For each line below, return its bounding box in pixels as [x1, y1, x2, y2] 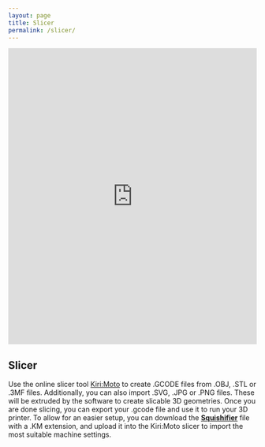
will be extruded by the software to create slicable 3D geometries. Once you [8, 396, 256, 406]
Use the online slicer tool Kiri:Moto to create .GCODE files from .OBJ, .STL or [8, 380, 256, 389]
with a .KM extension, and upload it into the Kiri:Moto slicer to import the [8, 422, 244, 431]
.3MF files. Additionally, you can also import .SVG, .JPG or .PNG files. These [8, 388, 255, 397]
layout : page [8, 11, 51, 20]
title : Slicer [8, 19, 55, 27]
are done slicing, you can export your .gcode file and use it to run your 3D [8, 404, 248, 415]
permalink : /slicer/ [8, 26, 77, 34]
